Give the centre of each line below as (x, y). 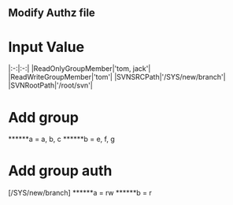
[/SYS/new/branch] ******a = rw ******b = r (80, 193)
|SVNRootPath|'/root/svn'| (50, 85)
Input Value (46, 47)
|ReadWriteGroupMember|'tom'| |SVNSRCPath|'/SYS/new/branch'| (117, 77)
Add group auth (60, 171)
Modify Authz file (52, 13)
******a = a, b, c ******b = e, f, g (62, 139)
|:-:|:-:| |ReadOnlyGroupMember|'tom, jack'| (80, 69)
